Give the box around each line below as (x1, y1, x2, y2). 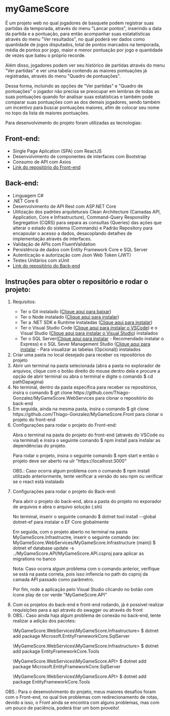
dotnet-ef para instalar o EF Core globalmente (12, 519, 109, 525)
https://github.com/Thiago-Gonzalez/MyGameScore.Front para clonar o (12, 411, 163, 417)
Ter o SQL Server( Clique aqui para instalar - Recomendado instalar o (20, 336, 164, 342)
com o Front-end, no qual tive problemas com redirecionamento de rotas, (5, 694, 159, 700)
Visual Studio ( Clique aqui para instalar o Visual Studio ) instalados (20, 330, 158, 336)
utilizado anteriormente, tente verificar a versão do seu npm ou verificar (12, 473, 163, 480)
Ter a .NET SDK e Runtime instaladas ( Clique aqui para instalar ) (20, 319, 153, 325)
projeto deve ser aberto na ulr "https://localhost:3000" (12, 458, 127, 464)
